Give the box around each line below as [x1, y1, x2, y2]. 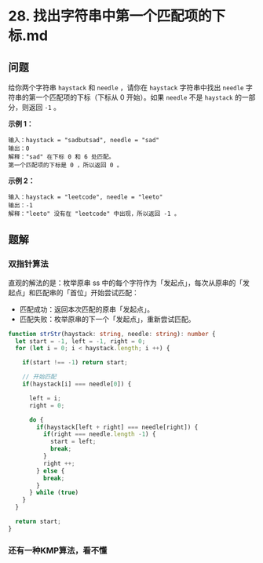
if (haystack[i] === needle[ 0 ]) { [22, 380, 132, 389]
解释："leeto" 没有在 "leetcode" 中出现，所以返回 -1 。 [8, 210, 181, 218]
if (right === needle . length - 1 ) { [42, 430, 156, 438]
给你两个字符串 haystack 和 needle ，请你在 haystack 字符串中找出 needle [8, 83, 245, 92]
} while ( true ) [28, 488, 79, 497]
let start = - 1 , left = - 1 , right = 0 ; [15, 337, 146, 345]
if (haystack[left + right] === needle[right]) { [36, 423, 199, 431]
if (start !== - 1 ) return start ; [22, 359, 128, 367]
